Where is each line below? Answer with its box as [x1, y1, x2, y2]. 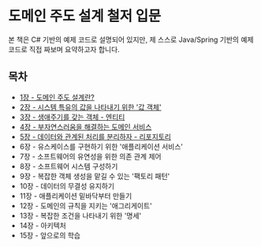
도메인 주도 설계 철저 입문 [8, 7, 162, 25]
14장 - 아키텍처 [19, 220, 67, 230]
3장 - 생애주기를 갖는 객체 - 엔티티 [19, 112, 125, 122]
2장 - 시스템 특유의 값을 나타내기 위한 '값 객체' [19, 102, 162, 111]
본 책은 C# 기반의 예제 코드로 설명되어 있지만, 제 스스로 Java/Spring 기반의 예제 [8, 35, 254, 44]
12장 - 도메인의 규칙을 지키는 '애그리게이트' [19, 200, 152, 210]
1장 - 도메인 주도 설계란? [19, 92, 95, 102]
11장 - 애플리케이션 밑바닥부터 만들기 [19, 191, 132, 200]
